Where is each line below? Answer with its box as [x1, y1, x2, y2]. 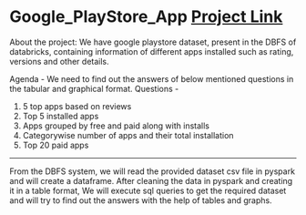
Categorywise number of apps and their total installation [22, 129, 234, 140]
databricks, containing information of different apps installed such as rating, [9, 46, 294, 56]
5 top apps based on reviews [22, 100, 132, 111]
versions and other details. [9, 56, 109, 67]
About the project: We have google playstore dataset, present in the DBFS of [9, 36, 297, 47]
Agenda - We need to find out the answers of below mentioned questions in [9, 73, 294, 84]
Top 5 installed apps [22, 110, 99, 121]
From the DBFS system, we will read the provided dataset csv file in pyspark [9, 166, 296, 177]
